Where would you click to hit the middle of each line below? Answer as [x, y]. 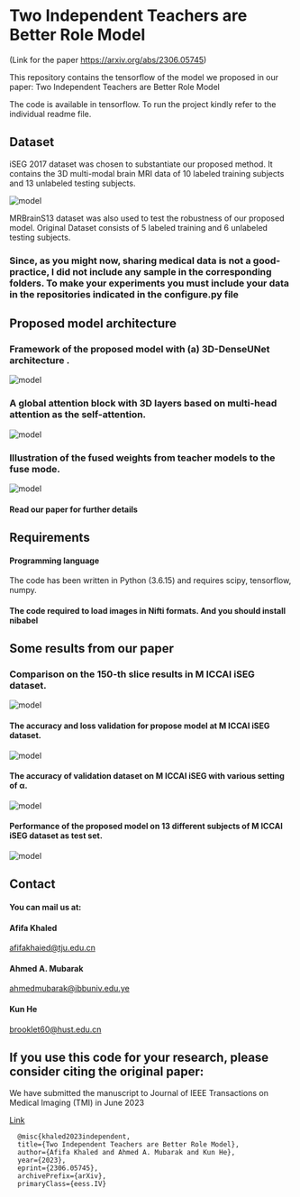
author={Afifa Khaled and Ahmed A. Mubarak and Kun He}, [127, 1153]
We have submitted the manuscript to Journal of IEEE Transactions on [139, 1093]
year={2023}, [42, 1160]
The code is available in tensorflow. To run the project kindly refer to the [143, 104]
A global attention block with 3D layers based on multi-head [143, 404]
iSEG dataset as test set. [56, 836]
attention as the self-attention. [78, 415]
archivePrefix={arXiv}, [62, 1176]
